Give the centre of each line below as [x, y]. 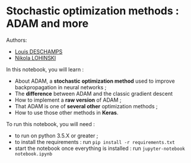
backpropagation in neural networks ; [61, 87]
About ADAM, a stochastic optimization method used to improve [95, 81]
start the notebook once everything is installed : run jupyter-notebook [100, 148]
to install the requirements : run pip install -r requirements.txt [95, 142]
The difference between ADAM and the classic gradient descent [94, 93]
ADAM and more [47, 23]
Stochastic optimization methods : [93, 11]
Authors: [17, 40]
